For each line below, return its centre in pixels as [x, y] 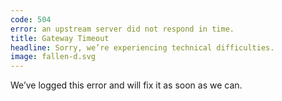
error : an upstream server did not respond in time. [122, 29]
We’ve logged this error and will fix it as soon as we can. [126, 85]
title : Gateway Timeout [60, 38]
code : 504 [31, 19]
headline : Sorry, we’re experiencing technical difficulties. [142, 47]
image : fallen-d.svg [53, 57]
